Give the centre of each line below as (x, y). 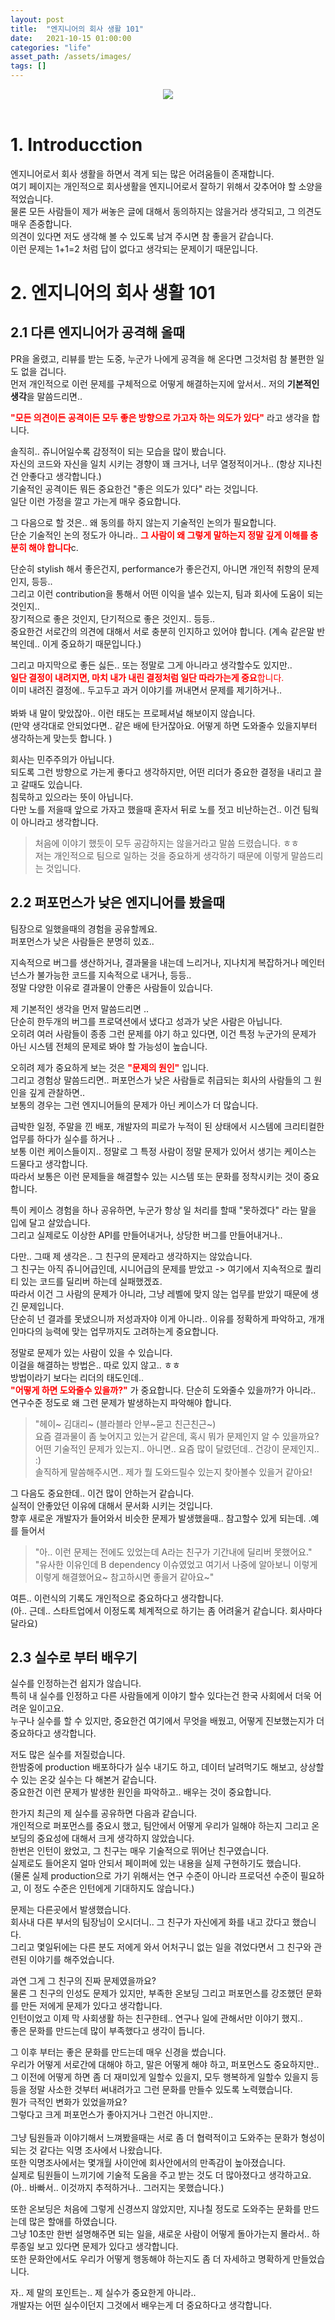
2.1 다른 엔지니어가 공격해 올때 (98, 332)
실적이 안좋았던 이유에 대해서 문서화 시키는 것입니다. (111, 1505)
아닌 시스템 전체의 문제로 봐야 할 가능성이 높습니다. (109, 1046)
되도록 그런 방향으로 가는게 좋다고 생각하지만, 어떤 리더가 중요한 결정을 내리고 (161, 772)
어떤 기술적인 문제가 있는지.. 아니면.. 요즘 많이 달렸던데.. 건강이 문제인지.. (177, 1448)
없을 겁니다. (43, 371)
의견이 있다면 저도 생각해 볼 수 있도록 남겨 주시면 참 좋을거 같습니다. (142, 236)
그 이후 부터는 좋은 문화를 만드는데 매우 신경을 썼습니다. (118, 2052)
